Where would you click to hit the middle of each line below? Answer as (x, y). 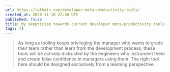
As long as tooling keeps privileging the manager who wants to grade (90, 43)
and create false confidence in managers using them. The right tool (88, 59)
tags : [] (15, 29)
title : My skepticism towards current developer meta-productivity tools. (86, 24)
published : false (24, 19)
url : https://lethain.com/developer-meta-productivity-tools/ (73, 10)
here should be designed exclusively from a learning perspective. (86, 64)
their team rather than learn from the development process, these (86, 48)
